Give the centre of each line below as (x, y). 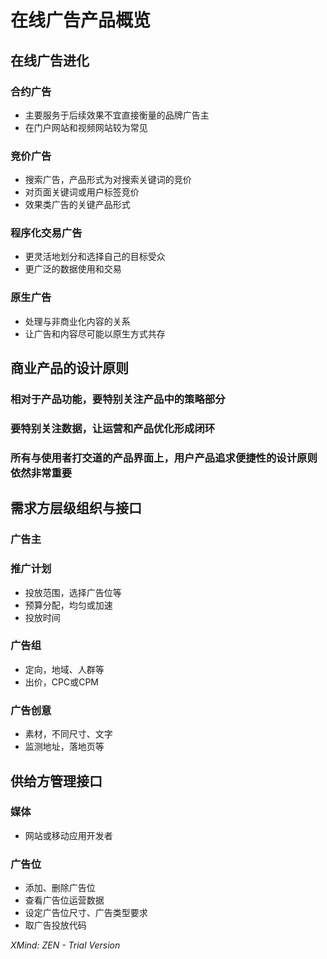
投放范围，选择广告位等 (73, 592)
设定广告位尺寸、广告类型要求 (86, 913)
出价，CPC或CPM (62, 682)
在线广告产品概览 (81, 20)
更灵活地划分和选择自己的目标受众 (95, 257)
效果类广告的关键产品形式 (77, 205)
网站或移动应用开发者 (68, 835)
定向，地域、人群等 (64, 669)
